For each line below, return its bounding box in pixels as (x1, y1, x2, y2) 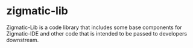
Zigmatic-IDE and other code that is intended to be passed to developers (6, 30, 188, 37)
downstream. (6, 36, 39, 43)
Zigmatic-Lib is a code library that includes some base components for (6, 24, 182, 31)
